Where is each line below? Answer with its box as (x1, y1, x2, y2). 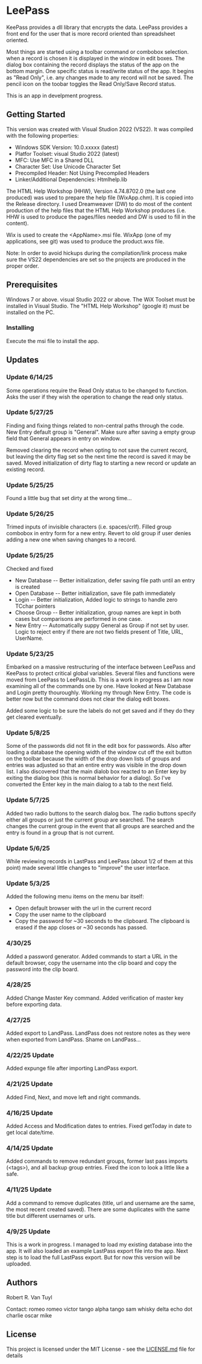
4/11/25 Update (6, 1185, 52, 1194)
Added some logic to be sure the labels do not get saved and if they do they (6, 707, 195, 715)
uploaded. (6, 1260, 31, 1267)
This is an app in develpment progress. (6, 92, 103, 99)
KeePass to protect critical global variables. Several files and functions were (6, 670, 195, 677)
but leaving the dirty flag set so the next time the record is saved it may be (6, 452, 191, 460)
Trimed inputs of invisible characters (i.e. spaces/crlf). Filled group (6, 523, 172, 530)
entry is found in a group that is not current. (6, 829, 115, 836)
